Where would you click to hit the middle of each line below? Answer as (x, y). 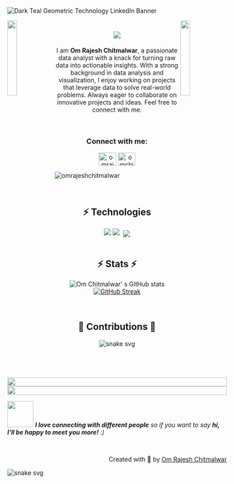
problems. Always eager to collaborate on (117, 95)
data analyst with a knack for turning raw (117, 58)
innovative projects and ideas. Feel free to (117, 102)
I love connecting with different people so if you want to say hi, (127, 425)
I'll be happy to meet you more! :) (56, 432)
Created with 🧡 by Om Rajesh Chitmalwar (168, 459)
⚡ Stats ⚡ (117, 264)
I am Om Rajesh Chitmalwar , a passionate (117, 50)
